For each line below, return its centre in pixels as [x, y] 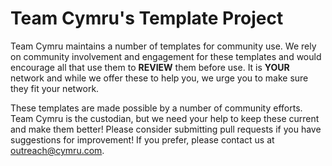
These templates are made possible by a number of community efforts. [156, 108]
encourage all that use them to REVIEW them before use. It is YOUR [150, 67]
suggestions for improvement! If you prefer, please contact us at [142, 139]
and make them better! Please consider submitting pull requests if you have [166, 129]
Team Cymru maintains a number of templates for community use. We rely [163, 46]
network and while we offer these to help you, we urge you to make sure [159, 78]
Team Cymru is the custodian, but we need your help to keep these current [165, 118]
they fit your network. [55, 88]
